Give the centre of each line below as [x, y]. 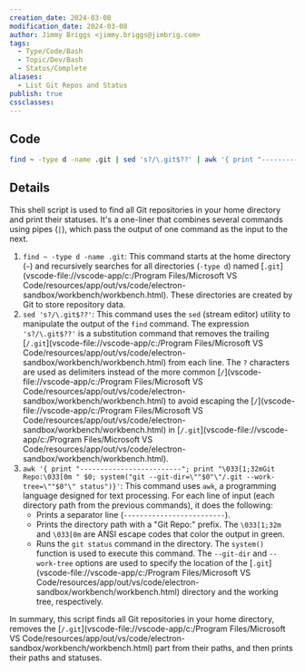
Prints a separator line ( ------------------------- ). [133, 514]
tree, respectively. [70, 601]
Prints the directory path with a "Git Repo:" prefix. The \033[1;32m [158, 524]
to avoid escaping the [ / [213, 401]
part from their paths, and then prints [224, 648]
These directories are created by [232, 295]
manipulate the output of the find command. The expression [136, 324]
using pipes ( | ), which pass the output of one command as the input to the [149, 229]
